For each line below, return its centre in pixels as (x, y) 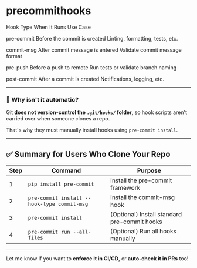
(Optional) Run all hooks (144, 232)
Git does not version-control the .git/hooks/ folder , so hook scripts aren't (97, 112)
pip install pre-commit (61, 184)
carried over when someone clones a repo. (58, 119)
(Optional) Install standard (146, 215)
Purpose (149, 170)
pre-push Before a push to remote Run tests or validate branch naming (91, 67)
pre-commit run (49, 232)
